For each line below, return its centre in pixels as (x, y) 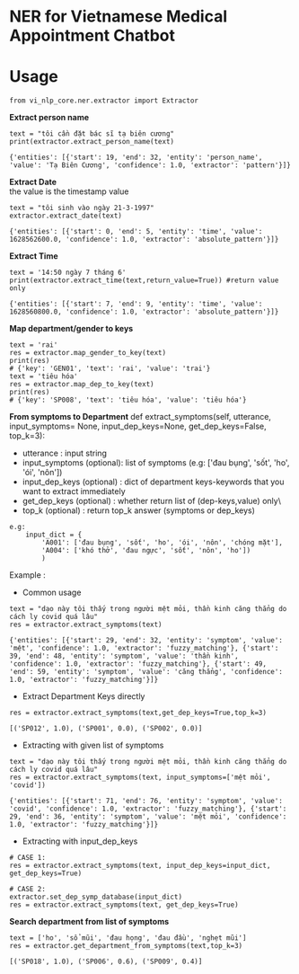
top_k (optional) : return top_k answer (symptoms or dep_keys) (139, 510)
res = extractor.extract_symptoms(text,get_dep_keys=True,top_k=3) (138, 713)
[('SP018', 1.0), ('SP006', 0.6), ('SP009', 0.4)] (106, 962)
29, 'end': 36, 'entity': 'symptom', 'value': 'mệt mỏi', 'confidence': (148, 817)
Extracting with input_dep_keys (80, 841)
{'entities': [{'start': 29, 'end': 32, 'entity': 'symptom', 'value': (146, 641)
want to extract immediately (74, 491)
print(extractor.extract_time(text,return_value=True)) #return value (144, 280)
